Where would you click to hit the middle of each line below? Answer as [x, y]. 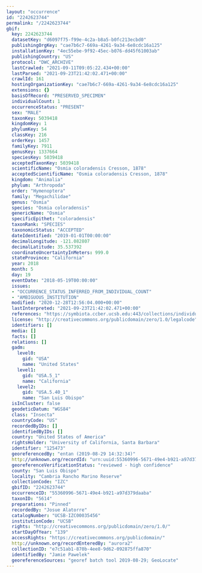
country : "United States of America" [59, 437]
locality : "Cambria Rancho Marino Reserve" [67, 476]
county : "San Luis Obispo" [45, 471]
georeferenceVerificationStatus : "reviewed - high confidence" [92, 465]
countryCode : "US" [35, 420]
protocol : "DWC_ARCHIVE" [43, 62]
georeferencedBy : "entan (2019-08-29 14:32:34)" [74, 454]
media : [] [24, 331]
